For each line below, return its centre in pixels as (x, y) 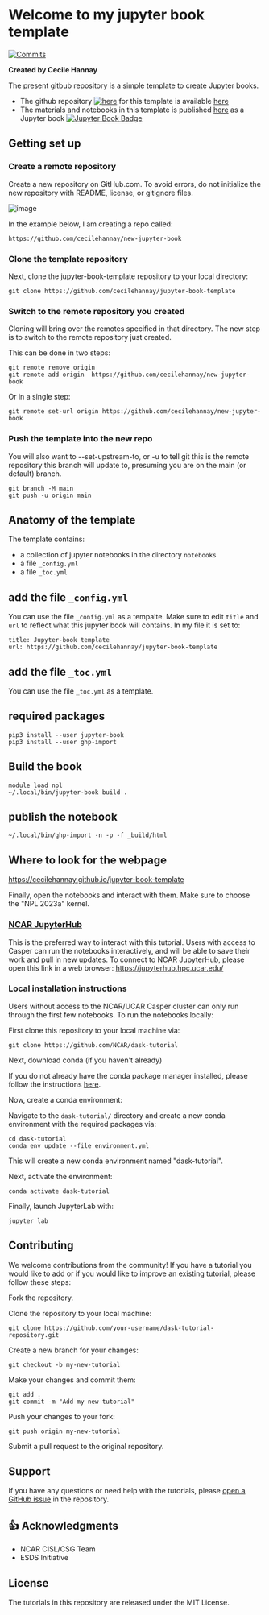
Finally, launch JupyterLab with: (61, 1206)
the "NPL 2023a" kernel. (49, 904)
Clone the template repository (68, 259)
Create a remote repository (62, 167)
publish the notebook (63, 816)
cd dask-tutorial (37, 1139)
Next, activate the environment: (60, 1176)
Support (29, 1471)
